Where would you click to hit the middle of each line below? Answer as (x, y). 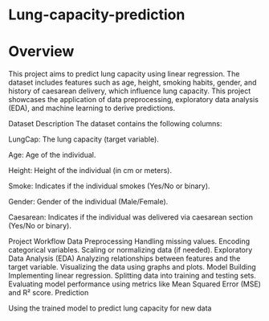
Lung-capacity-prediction (97, 15)
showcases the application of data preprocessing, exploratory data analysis (134, 100)
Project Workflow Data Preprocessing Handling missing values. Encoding (129, 241)
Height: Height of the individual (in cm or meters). (90, 171)
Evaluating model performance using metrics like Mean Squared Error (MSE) (134, 284)
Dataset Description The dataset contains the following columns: (115, 124)
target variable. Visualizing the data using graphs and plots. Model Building (132, 267)
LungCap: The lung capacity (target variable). (84, 139)
